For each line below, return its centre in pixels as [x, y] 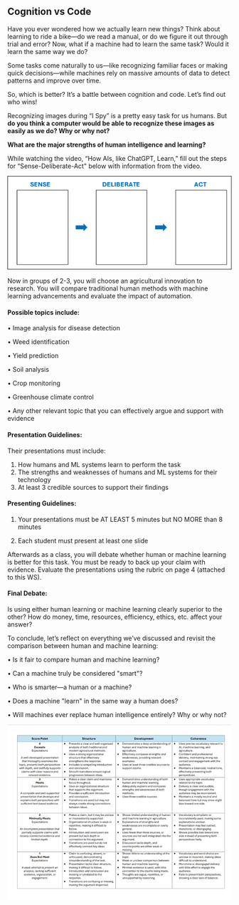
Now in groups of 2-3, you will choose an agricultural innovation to [105, 281]
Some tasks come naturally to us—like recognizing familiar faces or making [117, 65]
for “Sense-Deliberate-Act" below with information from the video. [105, 166]
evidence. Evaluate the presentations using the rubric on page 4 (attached [116, 570]
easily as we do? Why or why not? [59, 130]
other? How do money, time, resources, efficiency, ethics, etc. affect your [115, 617]
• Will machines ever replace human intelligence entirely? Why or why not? [117, 714]
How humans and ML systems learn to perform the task [99, 464]
